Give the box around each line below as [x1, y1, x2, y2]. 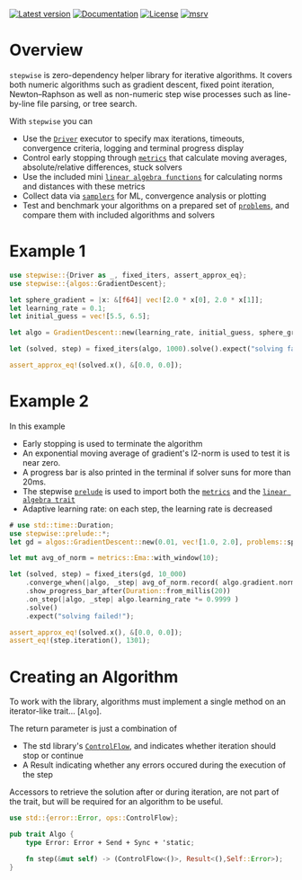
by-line [9, 98, 36, 109]
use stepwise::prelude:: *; [9, 529, 111, 538]
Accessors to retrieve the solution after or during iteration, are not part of [9, 787, 280, 797]
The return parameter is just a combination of [9, 724, 178, 734]
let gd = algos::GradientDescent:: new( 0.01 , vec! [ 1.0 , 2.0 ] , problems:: [9, 538, 288, 547]
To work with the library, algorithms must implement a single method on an [9, 697, 286, 707]
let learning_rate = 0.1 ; [9, 304, 106, 313]
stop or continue [22, 751, 84, 761]
